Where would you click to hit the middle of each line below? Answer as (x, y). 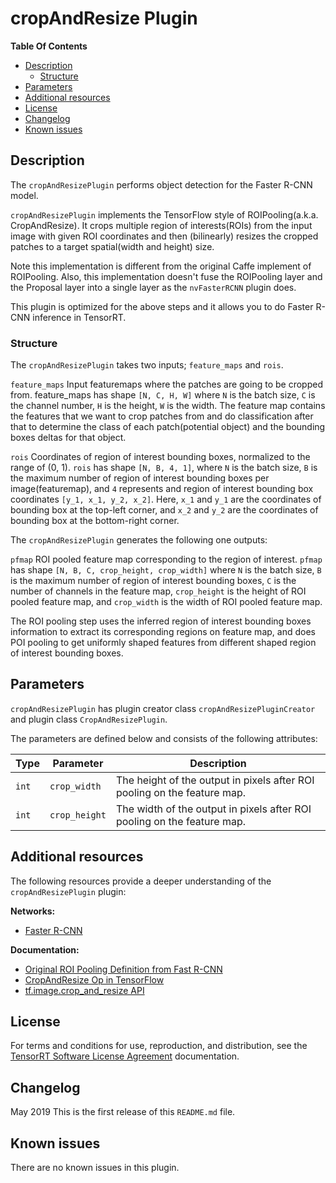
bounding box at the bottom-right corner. (95, 521)
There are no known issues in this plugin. (95, 1168)
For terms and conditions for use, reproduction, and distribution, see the (159, 1046)
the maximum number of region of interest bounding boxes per (140, 478)
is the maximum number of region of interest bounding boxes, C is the (153, 581)
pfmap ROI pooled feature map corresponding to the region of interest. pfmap (166, 559)
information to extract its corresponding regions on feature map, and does (163, 632)
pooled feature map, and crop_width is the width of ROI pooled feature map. (166, 602)
